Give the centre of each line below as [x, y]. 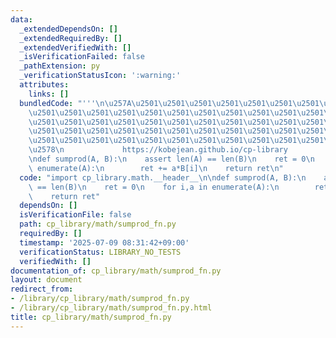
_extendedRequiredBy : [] [71, 38]
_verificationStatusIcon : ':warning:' [100, 76]
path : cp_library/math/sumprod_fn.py [98, 224]
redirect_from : [42, 289]
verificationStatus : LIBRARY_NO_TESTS [100, 252]
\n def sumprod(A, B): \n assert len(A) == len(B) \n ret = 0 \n [171, 159]
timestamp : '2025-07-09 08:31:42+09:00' [104, 242]
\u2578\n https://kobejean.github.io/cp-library [158, 150]
